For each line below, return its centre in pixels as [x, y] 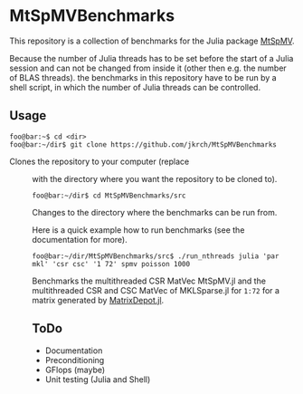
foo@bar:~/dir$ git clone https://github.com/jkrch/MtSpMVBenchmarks [143, 144]
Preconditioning [75, 360]
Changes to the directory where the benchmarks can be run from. [155, 212]
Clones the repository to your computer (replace [99, 161]
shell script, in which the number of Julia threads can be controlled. [135, 87]
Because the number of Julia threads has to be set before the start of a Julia [151, 58]
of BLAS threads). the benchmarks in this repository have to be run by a [143, 77]
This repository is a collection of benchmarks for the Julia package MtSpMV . [152, 41]
